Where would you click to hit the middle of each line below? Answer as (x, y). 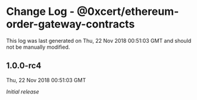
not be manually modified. (38, 47)
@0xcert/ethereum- (128, 12)
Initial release (23, 92)
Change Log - (40, 12)
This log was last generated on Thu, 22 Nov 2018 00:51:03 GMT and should (99, 40)
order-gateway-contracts (71, 24)
